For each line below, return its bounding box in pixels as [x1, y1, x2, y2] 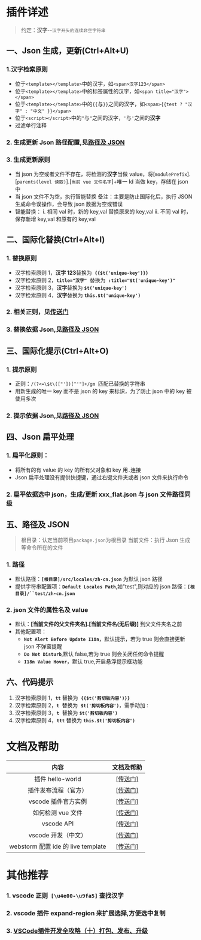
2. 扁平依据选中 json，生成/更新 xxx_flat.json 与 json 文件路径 [6, 490, 185, 498]
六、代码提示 [6, 677, 54, 687]
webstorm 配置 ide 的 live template [9, 842, 106, 851]
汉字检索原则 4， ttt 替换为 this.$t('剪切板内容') [14, 716, 136, 723]
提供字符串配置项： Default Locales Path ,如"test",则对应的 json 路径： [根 [14, 582, 195, 590]
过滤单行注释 [14, 121, 47, 129]
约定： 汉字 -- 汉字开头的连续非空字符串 [20, 26, 106, 34]
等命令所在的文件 [20, 544, 63, 551]
